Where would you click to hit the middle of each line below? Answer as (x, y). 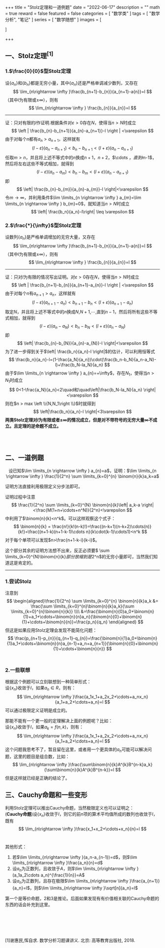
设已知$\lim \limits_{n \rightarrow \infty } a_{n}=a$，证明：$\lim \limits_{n (82, 471)
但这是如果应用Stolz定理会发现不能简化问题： (51, 630)
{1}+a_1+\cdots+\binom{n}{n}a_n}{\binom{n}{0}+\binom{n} (82, 617)
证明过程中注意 (20, 497)
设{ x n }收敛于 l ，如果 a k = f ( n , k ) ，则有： (44, 727)
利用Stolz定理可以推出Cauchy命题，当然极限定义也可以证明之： (69, 808)
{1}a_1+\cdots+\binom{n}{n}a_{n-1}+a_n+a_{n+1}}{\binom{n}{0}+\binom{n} (82, 643)
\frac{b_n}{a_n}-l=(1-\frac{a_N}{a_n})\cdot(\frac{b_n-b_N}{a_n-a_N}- (86, 360)
